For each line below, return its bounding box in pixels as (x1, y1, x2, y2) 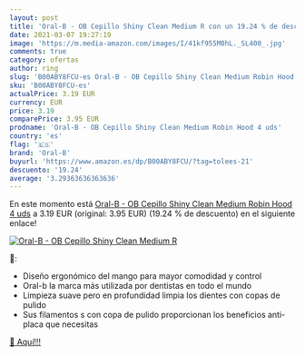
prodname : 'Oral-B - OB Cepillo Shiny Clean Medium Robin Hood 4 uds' (9, 124, 282, 133)
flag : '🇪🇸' (9, 140, 54, 149)
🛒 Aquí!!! (9, 337, 42, 348)
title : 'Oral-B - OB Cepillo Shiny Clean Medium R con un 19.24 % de (9, 22, 279, 31)
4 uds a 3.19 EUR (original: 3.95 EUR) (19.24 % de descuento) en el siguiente (9, 208, 296, 219)
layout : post (9, 13, 59, 23)
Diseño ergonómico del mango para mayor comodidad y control (22, 271, 262, 282)
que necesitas (44, 319, 98, 330)
